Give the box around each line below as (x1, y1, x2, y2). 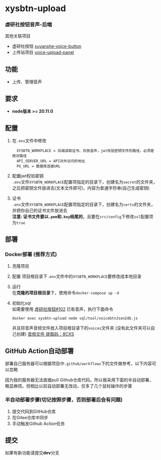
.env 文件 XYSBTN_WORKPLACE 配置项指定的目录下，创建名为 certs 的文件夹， (12, 201, 156, 207)
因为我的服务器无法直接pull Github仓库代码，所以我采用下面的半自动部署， (5, 377, 154, 383)
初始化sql (12, 300, 31, 306)
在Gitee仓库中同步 (12, 414, 48, 420)
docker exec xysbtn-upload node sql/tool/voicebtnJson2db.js (12, 316, 138, 321)
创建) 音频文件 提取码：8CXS (16, 331, 74, 337)
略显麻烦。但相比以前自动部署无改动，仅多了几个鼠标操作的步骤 (5, 383, 132, 389)
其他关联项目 (5, 33, 30, 39)
